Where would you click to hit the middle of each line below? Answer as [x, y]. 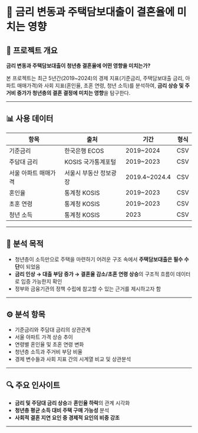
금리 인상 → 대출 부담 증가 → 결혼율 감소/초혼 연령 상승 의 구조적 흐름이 [95, 274]
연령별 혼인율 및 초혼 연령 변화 [49, 345]
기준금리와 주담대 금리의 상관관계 [52, 330]
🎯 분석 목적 [25, 244]
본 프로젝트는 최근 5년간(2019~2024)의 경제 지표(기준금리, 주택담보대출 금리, [95, 78]
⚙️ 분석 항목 [26, 315]
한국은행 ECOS [84, 151]
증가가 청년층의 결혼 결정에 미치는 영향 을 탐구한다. [74, 93]
